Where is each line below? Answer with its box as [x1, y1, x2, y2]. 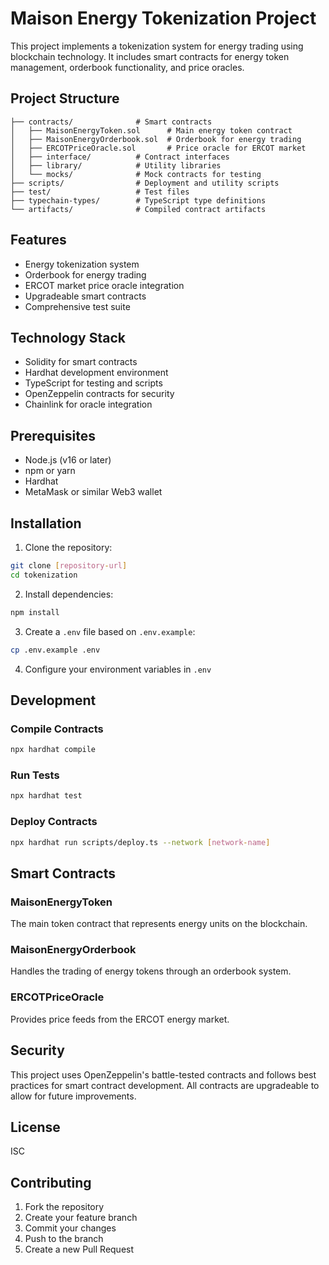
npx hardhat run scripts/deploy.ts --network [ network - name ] [10, 837, 271, 847]
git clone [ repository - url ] [10, 561, 128, 571]
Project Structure [10, 90, 120, 107]
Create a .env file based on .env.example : [24, 625, 196, 637]
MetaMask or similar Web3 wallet [24, 486, 163, 498]
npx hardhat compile [10, 745, 97, 755]
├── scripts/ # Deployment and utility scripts [10, 178, 280, 188]
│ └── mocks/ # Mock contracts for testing [10, 169, 262, 179]
